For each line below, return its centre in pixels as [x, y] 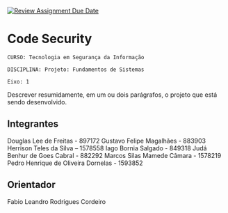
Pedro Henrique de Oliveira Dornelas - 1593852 [75, 163]
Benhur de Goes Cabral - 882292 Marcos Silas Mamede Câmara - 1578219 [114, 155]
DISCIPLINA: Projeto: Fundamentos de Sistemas [76, 70]
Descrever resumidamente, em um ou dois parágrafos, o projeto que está [112, 95]
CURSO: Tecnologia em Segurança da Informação [76, 57]
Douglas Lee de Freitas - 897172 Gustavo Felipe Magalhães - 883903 [107, 141]
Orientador [31, 185]
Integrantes [33, 124]
